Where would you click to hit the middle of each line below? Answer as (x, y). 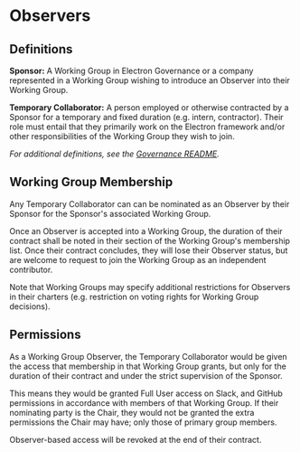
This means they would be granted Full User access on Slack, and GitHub (146, 393)
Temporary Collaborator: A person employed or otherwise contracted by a (149, 108)
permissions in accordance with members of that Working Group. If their (144, 402)
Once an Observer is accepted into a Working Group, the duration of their (146, 231)
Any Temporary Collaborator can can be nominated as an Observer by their (150, 203)
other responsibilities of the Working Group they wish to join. (122, 136)
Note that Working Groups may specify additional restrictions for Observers (150, 287)
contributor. (31, 269)
